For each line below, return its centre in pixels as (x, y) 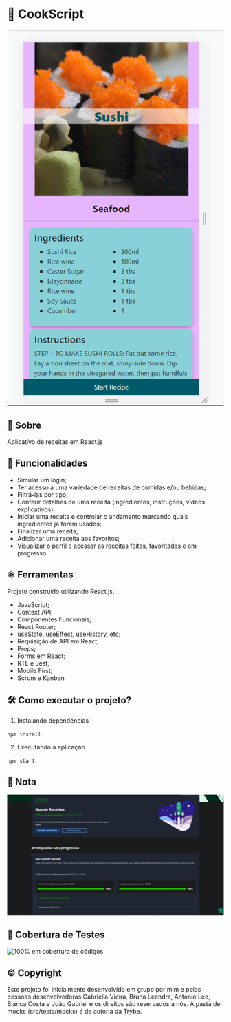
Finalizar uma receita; (47, 531)
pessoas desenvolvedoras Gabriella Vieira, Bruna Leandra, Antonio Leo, (109, 997)
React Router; (36, 626)
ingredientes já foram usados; (59, 524)
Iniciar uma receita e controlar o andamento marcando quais (102, 516)
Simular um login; (42, 480)
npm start (21, 761)
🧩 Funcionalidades (47, 464)
